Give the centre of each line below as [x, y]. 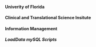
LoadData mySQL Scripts [31, 40]
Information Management [31, 28]
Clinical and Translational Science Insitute [48, 18]
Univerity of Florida [25, 7]
